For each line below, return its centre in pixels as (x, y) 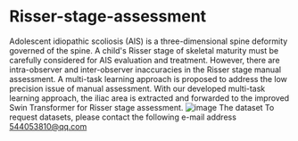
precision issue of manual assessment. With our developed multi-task (137, 88)
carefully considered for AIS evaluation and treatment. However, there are (145, 60)
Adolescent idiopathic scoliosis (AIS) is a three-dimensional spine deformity (149, 41)
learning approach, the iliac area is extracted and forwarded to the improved (149, 98)
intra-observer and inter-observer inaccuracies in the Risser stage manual (145, 70)
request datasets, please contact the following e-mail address (123, 117)
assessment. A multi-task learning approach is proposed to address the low (149, 79)
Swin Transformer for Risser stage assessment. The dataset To (142, 107)
